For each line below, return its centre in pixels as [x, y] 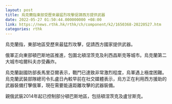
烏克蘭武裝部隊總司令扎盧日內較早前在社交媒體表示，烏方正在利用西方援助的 [86, 79]
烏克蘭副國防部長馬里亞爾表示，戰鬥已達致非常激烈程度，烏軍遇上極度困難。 [86, 73]
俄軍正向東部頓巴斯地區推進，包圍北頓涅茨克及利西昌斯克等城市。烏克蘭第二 [86, 55]
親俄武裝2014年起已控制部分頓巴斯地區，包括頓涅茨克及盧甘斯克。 [76, 96]
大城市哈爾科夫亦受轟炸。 [32, 61]
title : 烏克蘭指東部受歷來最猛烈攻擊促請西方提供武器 [55, 15]
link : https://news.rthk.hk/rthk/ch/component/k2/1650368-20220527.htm [83, 24]
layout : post [19, 10]
